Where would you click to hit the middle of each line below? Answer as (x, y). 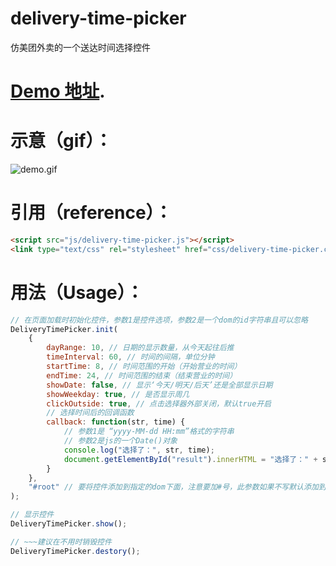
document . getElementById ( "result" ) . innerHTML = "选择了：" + (190, 459)
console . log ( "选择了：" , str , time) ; (139, 450)
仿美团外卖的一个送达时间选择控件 (80, 47)
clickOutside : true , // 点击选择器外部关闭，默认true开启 (159, 403)
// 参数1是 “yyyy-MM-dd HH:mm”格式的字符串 (149, 432)
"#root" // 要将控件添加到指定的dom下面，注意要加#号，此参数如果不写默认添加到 (177, 487)
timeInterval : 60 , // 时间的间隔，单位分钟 (130, 357)
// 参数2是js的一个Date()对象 (120, 441)
